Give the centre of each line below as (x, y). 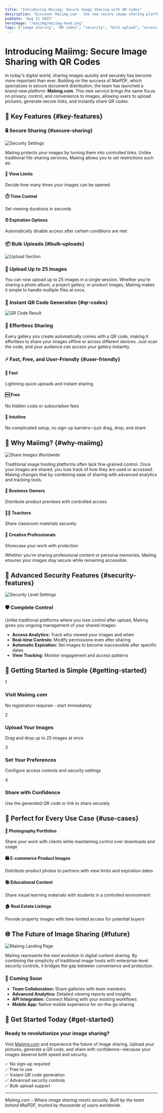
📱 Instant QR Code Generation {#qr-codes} (57, 302)
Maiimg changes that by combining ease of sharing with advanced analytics (81, 474)
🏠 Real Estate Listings (28, 906)
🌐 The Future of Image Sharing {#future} (67, 934)
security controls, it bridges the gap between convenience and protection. (79, 966)
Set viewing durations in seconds (38, 209)
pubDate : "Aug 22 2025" (29, 18)
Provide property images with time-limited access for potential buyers (75, 919)
